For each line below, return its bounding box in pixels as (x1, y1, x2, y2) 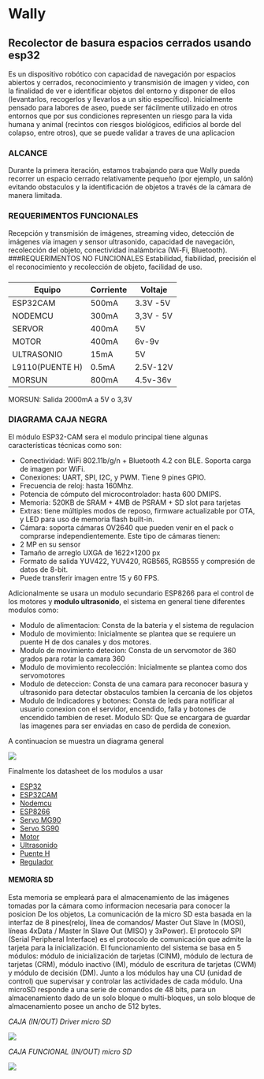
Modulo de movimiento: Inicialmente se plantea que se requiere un (19, 629, 236, 638)
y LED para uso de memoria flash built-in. (19, 514, 155, 524)
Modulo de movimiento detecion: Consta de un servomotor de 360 (19, 645, 236, 655)
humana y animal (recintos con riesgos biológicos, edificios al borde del (8, 120, 242, 129)
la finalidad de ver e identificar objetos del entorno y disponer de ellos (8, 86, 236, 95)
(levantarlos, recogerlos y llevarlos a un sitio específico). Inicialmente (8, 95, 233, 103)
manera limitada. (8, 191, 63, 200)
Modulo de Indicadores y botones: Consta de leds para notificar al (19, 696, 235, 705)
